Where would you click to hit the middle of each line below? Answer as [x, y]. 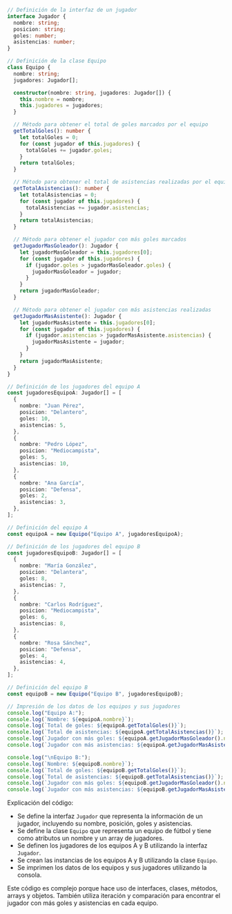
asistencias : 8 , [43, 624]
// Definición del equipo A [48, 528]
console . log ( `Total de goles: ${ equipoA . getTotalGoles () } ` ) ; [97, 726]
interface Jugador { [37, 16]
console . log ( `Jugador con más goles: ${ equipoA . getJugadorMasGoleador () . [116, 739]
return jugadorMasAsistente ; [61, 361]
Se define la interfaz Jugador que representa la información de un [110, 817]
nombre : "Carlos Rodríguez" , [61, 604]
